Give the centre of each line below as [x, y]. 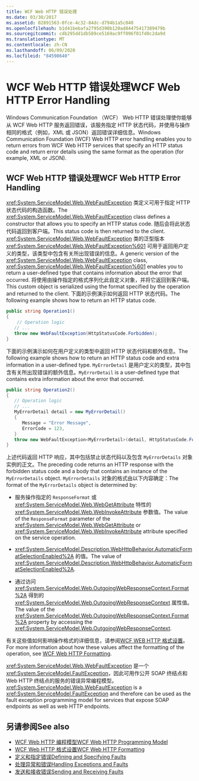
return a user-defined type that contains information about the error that [94, 273]
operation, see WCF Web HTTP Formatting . [59, 654]
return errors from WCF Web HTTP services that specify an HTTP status [94, 145]
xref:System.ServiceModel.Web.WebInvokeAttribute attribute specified [101, 531]
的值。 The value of [98, 556]
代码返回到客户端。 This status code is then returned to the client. [86, 231]
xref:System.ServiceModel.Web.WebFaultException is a [74, 688]
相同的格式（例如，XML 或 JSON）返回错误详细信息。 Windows [84, 132]
